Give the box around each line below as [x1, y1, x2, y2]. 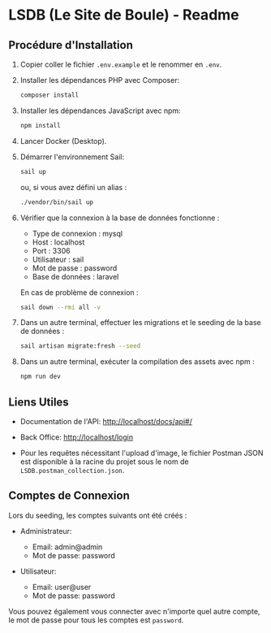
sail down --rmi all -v [19, 303, 101, 311]
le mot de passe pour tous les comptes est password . [8, 615, 184, 625]
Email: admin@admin [32, 542, 103, 552]
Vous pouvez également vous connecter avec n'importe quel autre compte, [8, 606, 260, 616]
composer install [19, 91, 80, 99]
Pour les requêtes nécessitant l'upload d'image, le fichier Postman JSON [19, 448, 264, 457]
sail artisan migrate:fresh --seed [19, 342, 141, 350]
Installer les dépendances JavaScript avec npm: [19, 106, 181, 115]
